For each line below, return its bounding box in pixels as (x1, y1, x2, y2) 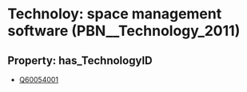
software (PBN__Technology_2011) (7, 22, 241, 40)
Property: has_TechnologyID (7, 54, 153, 67)
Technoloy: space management (7, 5, 222, 23)
